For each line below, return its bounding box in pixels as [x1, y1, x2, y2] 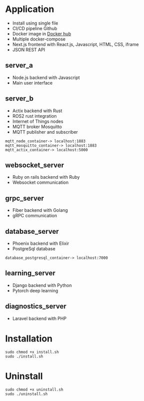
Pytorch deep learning [12, 287, 58, 293]
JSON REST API [12, 47, 45, 53]
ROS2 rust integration [12, 113, 57, 119]
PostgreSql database [12, 246, 56, 251]
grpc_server [5, 194, 44, 202]
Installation [5, 333, 53, 344]
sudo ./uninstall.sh [5, 391, 48, 396]
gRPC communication [12, 213, 57, 219]
